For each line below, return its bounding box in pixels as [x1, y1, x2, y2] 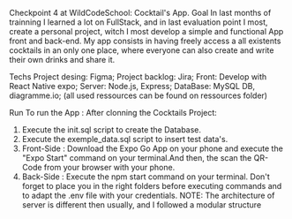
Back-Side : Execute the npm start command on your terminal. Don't [21, 171, 271, 182]
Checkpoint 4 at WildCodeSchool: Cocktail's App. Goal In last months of [9, 8, 272, 18]
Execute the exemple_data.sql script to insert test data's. [21, 134, 228, 144]
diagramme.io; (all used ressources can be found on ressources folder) [9, 90, 267, 101]
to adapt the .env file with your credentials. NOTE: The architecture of [21, 190, 275, 200]
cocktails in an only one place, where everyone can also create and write [9, 45, 274, 56]
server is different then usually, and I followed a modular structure [21, 200, 262, 210]
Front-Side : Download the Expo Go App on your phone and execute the [21, 143, 284, 154]
